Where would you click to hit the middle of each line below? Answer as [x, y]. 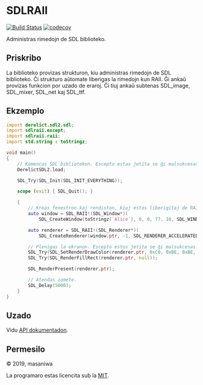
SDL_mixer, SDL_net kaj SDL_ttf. [46, 92]
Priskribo [24, 58]
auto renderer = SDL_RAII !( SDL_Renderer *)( [83, 230]
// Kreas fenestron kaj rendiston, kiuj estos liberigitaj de [108, 208]
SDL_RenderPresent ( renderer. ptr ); [71, 269]
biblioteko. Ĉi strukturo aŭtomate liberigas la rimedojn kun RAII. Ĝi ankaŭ [96, 79]
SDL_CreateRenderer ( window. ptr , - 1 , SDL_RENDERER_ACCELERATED [118, 236]
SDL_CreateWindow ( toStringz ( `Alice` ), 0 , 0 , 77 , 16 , [106, 219]
